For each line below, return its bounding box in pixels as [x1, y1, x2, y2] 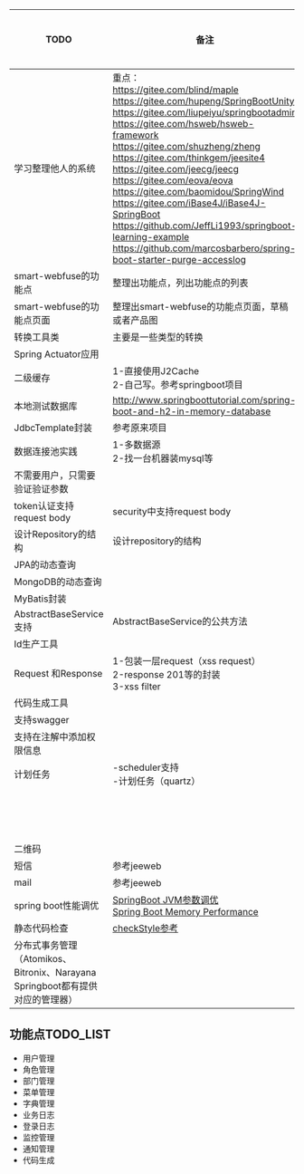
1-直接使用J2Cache [112, 365, 200, 377]
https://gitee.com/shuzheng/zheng [112, 140, 261, 152]
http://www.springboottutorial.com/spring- [112, 394, 297, 406]
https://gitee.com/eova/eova [112, 174, 233, 187]
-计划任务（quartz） [112, 775, 201, 787]
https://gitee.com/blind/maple [112, 83, 240, 96]
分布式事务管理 [14, 939, 79, 951]
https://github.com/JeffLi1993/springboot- [112, 219, 297, 232]
